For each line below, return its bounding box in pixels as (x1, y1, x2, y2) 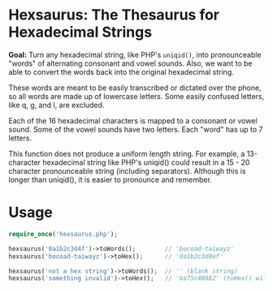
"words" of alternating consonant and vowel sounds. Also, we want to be (8, 58, 253, 68)
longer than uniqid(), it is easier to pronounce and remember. (8, 175, 213, 184)
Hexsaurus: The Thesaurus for (8, 6, 220, 24)
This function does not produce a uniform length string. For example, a (8, 149, 245, 158)
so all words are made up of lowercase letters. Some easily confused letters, (8, 91, 265, 101)
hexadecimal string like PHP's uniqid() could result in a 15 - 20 (42, 157, 250, 167)
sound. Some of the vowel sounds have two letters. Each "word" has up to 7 (8, 124, 263, 134)
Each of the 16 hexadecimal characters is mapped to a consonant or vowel (8, 115, 258, 125)
